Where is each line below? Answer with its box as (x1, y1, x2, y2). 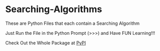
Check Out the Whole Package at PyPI (5, 39, 86, 46)
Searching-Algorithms (5, 4, 102, 15)
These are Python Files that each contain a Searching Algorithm (5, 20, 140, 26)
